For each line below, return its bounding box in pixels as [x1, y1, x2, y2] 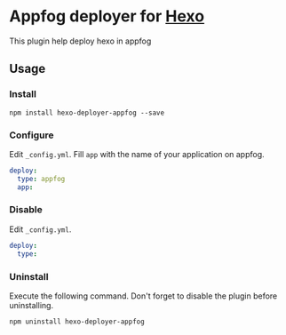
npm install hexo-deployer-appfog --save [9, 108, 165, 117]
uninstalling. [9, 299, 54, 310]
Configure [9, 129, 54, 141]
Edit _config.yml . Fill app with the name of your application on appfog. [9, 148, 265, 159]
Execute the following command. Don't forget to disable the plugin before [9, 291, 278, 301]
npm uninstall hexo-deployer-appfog [9, 317, 145, 326]
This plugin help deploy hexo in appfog [9, 36, 152, 46]
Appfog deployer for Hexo [9, 6, 205, 27]
